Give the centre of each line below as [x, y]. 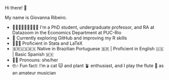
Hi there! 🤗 [16, 8]
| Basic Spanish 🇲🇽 [33, 54]
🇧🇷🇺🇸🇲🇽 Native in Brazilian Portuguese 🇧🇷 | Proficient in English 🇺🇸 [88, 49]
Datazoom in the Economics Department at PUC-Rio [67, 32]
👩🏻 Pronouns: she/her [35, 60]
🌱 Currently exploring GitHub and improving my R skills [70, 38]
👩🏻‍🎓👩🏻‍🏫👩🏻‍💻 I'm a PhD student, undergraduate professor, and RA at [83, 27]
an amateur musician [34, 73]
